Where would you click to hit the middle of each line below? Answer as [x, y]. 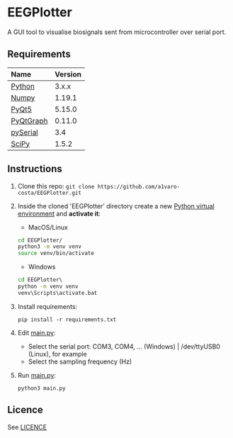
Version [68, 74]
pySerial [24, 132]
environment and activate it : [59, 213]
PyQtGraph [29, 120]
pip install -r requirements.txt [67, 320]
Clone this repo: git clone [56, 186]
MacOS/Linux [48, 227]
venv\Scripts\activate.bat [57, 293]
